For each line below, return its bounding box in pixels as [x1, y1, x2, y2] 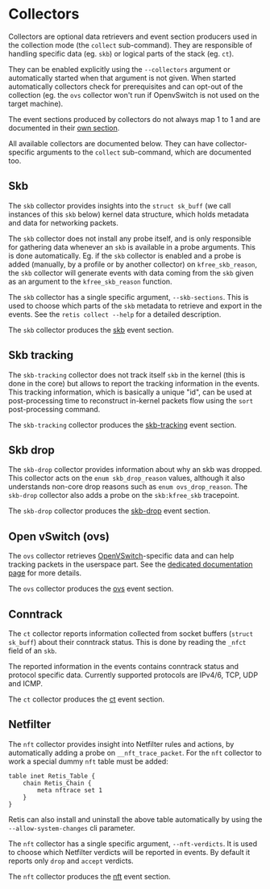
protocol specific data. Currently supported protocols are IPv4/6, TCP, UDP [8, 670, 259, 680]
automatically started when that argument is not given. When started [8, 73, 236, 82]
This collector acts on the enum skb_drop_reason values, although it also [8, 474, 246, 483]
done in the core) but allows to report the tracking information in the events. [8, 378, 260, 388]
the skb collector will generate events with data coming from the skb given [8, 268, 254, 277]
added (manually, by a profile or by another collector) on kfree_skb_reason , [8, 259, 258, 269]
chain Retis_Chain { [23, 779, 92, 787]
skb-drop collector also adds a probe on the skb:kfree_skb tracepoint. [8, 491, 240, 500]
